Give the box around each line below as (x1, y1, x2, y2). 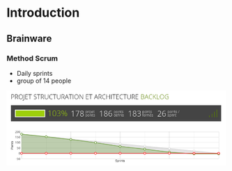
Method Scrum (6, 54, 59, 63)
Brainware (6, 33, 52, 44)
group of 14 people (16, 76, 72, 85)
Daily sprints (16, 69, 53, 77)
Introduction (6, 5, 80, 21)
